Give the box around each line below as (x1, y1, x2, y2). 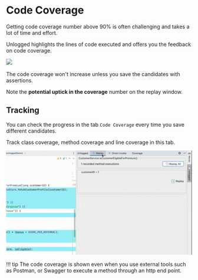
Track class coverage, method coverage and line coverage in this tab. (6, 139, 176, 146)
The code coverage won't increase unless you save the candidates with (6, 70, 181, 77)
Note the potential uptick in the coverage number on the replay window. (6, 88, 183, 95)
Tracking (6, 106, 39, 116)
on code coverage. (6, 47, 52, 54)
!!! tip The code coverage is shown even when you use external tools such (6, 261, 187, 268)
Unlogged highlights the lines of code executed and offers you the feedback (6, 41, 192, 48)
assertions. (6, 77, 34, 84)
